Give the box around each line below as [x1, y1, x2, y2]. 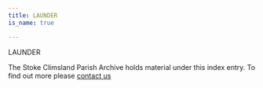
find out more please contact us [8, 71, 111, 80]
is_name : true [8, 19, 55, 27]
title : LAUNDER [8, 11, 58, 20]
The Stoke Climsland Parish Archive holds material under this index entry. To [8, 62, 256, 71]
